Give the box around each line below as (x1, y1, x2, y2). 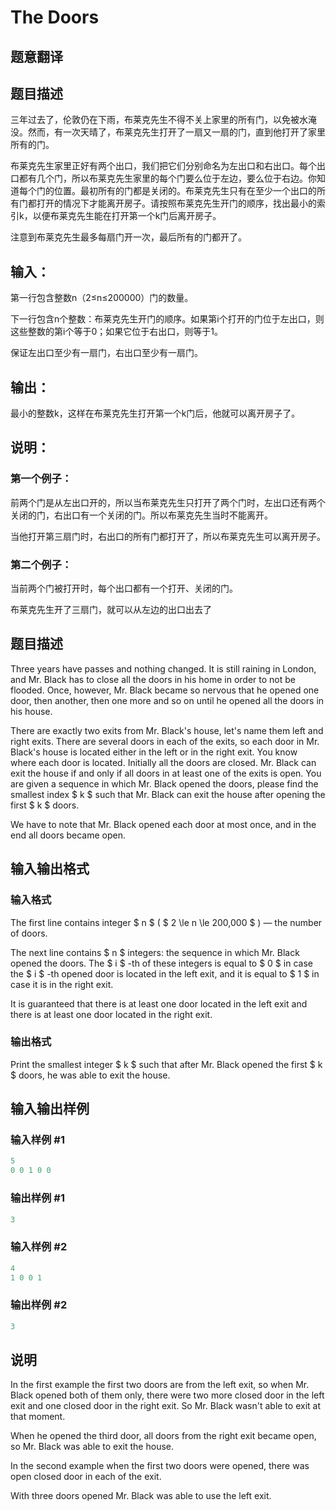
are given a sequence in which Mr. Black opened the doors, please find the (10, 777, 319, 790)
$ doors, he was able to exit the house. (10, 1069, 171, 1081)
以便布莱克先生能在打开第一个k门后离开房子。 (32, 210, 222, 222)
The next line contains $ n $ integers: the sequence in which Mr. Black (10, 946, 300, 958)
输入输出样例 (10, 1101, 90, 1118)
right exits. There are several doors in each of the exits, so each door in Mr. (10, 735, 320, 747)
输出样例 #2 (10, 1298, 68, 1312)
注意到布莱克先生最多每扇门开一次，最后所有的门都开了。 (10, 231, 247, 243)
